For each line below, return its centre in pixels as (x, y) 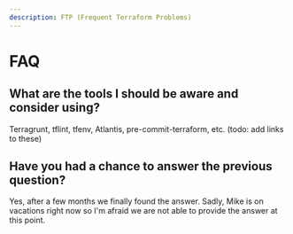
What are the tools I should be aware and (124, 94)
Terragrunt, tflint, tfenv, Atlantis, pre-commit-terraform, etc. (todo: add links (146, 129)
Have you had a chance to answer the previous (141, 166)
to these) (26, 138)
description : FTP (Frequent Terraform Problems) (100, 17)
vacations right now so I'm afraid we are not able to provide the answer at (143, 211)
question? (38, 180)
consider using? (54, 108)
